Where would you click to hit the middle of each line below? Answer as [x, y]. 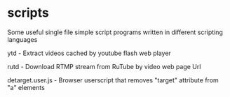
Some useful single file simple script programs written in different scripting [115, 32]
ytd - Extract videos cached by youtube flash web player [89, 53]
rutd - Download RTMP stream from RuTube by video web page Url [104, 66]
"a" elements [26, 87]
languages [22, 39]
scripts [28, 13]
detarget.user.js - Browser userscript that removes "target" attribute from [113, 80]
